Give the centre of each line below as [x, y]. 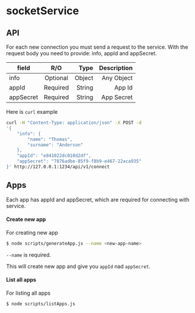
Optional [56, 78]
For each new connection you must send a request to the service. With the [97, 47]
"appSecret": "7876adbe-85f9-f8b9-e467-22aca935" [79, 161]
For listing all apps [28, 293]
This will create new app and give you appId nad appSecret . [79, 266]
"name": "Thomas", [50, 139]
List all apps [21, 280]
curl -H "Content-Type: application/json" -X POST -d [74, 123]
